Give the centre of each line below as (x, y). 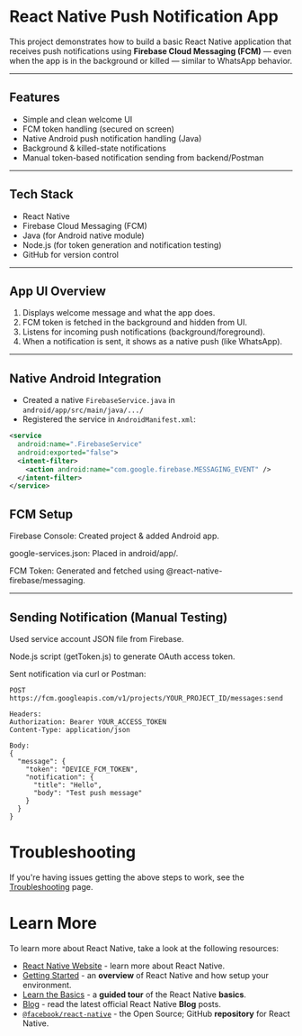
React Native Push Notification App (144, 17)
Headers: (26, 714)
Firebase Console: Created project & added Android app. (115, 536)
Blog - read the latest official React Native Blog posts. (122, 1004)
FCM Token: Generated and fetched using (87, 571)
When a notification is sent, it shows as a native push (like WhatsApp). (152, 342)
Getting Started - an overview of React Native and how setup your (146, 975)
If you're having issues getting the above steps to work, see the (127, 877)
